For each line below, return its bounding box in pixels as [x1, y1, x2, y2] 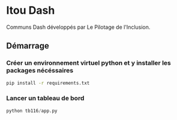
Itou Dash [6, 4, 55, 17]
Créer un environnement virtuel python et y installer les [6, 59, 171, 67]
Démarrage [6, 41, 49, 51]
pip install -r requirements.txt [6, 80, 90, 86]
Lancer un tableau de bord [6, 94, 85, 103]
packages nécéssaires [6, 67, 74, 75]
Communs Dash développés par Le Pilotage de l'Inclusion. [6, 23, 151, 31]
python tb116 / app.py [6, 107, 58, 114]
